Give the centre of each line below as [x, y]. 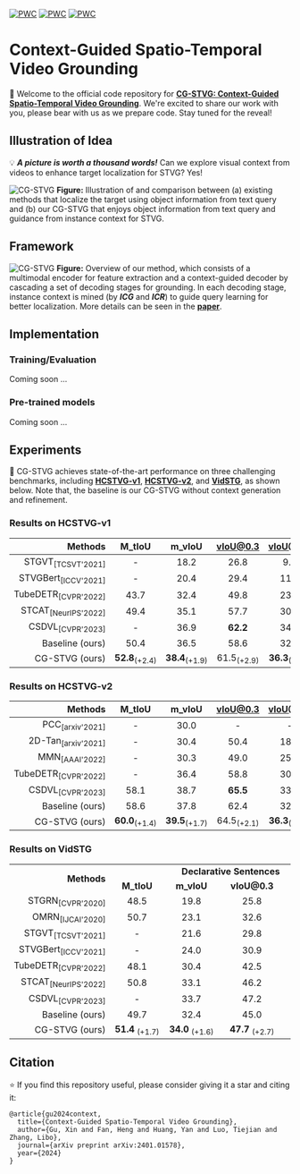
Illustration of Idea [61, 141]
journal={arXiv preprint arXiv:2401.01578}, [101, 1145]
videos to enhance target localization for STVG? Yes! [106, 172]
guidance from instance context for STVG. [87, 218]
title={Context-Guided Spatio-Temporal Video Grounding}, [128, 1122]
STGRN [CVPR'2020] [67, 901]
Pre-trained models [52, 403]
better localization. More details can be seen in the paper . [116, 306]
